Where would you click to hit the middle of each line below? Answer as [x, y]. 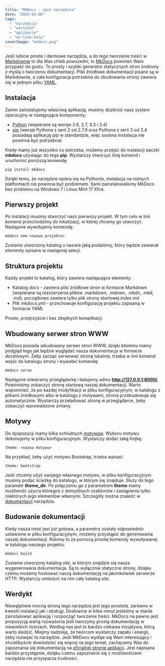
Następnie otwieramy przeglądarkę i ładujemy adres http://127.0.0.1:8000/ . [82, 379]
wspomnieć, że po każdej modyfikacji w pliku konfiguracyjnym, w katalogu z [83, 390]
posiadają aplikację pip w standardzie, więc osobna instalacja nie [78, 135]
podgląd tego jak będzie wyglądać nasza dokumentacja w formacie [74, 351]
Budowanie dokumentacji [45, 517]
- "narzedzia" [24, 23]
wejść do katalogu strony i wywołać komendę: [52, 361]
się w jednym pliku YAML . [31, 82]
